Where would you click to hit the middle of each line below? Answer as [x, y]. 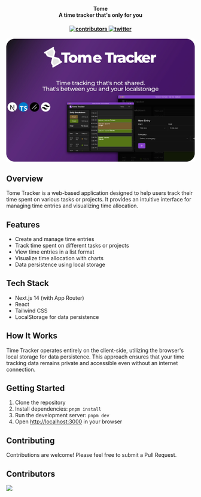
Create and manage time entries [54, 239]
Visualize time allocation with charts [59, 258]
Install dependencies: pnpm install [58, 409]
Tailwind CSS [31, 311]
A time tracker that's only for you [100, 15]
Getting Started [36, 388]
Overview [25, 178]
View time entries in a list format [54, 252]
